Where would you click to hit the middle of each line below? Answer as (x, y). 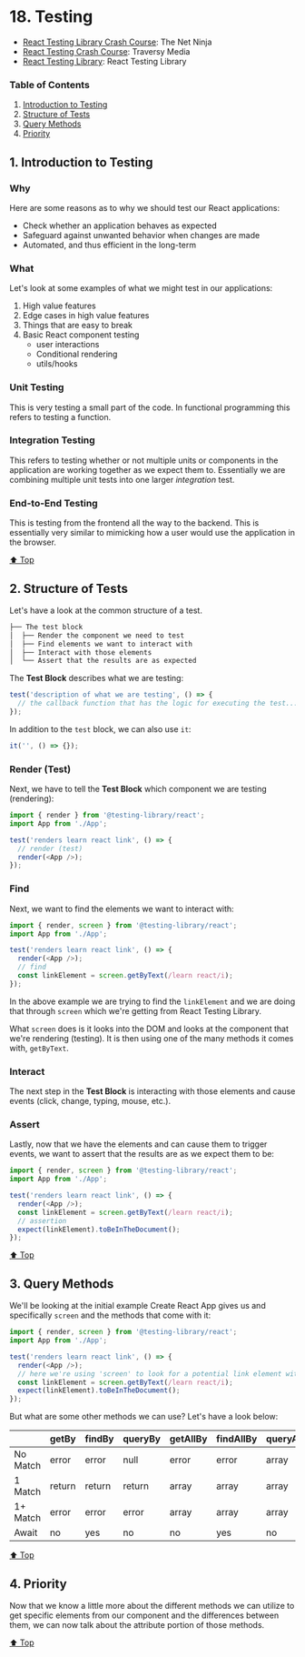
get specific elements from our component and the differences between (144, 1615)
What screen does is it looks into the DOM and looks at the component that (149, 1029)
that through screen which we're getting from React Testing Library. (135, 1010)
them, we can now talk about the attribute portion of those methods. (137, 1624)
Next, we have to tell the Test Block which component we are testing (138, 789)
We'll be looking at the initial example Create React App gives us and (138, 1306)
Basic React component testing (81, 335)
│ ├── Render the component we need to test (97, 635)
